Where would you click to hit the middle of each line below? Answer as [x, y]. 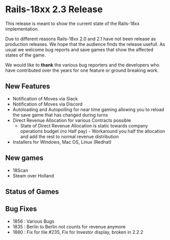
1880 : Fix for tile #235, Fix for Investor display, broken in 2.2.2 [78, 232]
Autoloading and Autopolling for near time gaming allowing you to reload [88, 109]
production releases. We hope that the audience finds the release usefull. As [85, 44]
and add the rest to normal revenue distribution [70, 137]
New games [24, 158]
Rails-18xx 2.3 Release [54, 9]
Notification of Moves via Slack [45, 98]
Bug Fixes [21, 209]
